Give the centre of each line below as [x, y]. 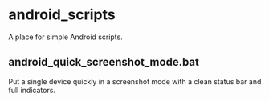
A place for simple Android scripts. [65, 37]
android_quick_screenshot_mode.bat [104, 62]
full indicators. [32, 90]
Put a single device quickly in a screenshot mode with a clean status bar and [135, 81]
